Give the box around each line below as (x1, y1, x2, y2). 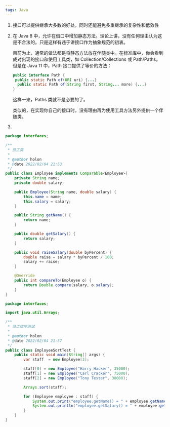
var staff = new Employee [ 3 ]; (23, 357, 90, 362)
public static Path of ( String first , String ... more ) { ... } (17, 82, 147, 87)
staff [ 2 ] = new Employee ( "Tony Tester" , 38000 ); (23, 375, 128, 380)
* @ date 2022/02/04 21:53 (7, 162, 62, 167)
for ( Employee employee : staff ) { (23, 394, 99, 399)
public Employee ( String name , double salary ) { (14, 189, 116, 195)
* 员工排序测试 (7, 324, 35, 329)
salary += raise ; (23, 259, 60, 264)
